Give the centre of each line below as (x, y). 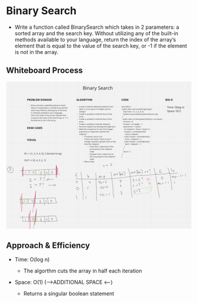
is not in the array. (36, 52)
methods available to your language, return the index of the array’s (95, 39)
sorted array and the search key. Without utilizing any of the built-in (96, 33)
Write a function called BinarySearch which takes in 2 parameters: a (97, 27)
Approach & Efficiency (48, 245)
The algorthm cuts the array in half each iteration (83, 271)
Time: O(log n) (32, 260)
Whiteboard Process (45, 71)
